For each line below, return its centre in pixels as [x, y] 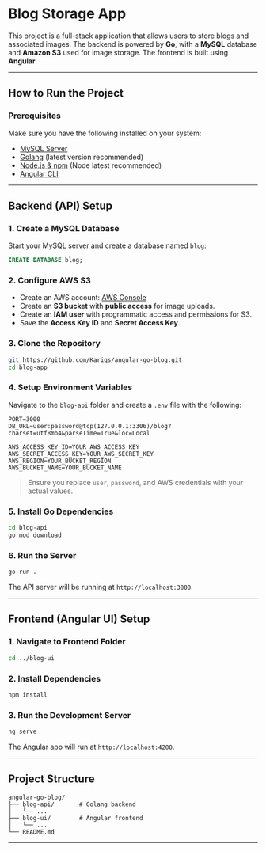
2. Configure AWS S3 [49, 280]
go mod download [35, 535]
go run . [23, 572]
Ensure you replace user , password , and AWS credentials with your [135, 482]
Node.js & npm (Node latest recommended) [91, 165]
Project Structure [51, 779]
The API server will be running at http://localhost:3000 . [101, 587]
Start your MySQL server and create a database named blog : [108, 245]
